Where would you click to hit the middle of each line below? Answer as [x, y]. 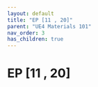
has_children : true [35, 39]
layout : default [31, 13]
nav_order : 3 [26, 33]
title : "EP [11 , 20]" [40, 20]
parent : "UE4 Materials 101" [49, 26]
